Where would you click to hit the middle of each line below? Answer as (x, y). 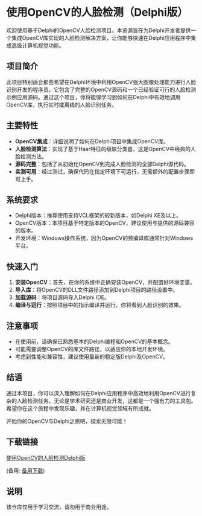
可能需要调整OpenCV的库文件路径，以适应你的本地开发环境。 (92, 349)
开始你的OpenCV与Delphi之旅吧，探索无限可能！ (67, 421)
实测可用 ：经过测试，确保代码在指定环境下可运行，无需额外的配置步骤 (102, 171)
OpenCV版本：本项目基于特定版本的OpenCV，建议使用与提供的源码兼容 (105, 223)
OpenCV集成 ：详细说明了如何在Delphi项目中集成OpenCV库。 (92, 141)
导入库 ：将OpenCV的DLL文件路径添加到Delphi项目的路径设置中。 (96, 290)
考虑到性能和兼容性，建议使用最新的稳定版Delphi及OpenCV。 (92, 356)
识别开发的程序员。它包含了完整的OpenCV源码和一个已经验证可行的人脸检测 (101, 89)
